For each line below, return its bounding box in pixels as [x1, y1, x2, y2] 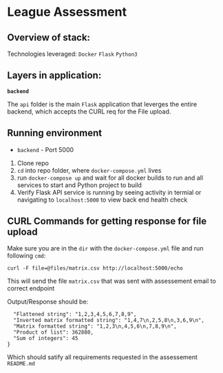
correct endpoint [7, 284, 55, 292]
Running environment [7, 127, 102, 139]
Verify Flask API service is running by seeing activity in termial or [17, 188, 202, 196]
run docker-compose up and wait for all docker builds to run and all [17, 173, 204, 182]
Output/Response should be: [7, 297, 89, 306]
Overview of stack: [7, 32, 91, 43]
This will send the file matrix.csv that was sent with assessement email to [7, 277, 217, 286]
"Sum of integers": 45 [13, 335, 78, 342]
